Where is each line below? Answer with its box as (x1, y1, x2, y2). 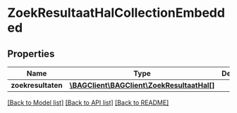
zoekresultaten (11, 81, 63, 90)
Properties (7, 48, 55, 60)
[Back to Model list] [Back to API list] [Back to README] (7, 98, 169, 107)
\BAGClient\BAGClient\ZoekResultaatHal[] (69, 81, 215, 90)
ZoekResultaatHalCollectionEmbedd (7, 5, 226, 21)
